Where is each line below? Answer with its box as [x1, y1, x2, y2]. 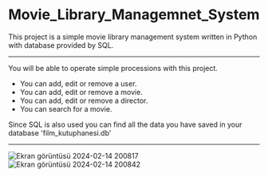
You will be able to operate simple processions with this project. [8, 63, 218, 73]
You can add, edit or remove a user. [19, 78, 137, 88]
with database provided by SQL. [8, 40, 114, 49]
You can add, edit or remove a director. [19, 96, 148, 105]
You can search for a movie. [19, 104, 112, 113]
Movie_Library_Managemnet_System [8, 6, 260, 24]
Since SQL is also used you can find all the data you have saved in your [8, 120, 242, 129]
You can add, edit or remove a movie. [19, 87, 144, 96]
